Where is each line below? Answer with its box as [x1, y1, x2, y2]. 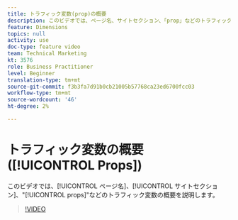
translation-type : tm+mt [7, 76, 81, 84]
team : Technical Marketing [7, 50, 87, 57]
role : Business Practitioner [7, 63, 93, 70]
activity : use [7, 37, 50, 44]
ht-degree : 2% [7, 103, 50, 110]
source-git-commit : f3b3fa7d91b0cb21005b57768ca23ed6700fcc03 [7, 83, 195, 90]
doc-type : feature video [7, 43, 81, 50]
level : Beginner [7, 70, 55, 77]
